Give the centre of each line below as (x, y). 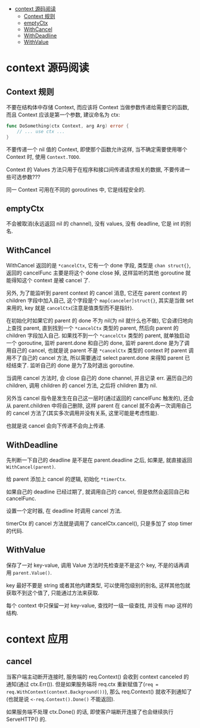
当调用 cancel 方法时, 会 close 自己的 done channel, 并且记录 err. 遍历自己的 (99, 378)
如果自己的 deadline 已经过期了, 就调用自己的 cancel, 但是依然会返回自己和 (98, 492)
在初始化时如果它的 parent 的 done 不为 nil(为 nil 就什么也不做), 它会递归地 (97, 320)
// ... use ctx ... (41, 131)
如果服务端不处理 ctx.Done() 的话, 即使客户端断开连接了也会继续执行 (90, 711)
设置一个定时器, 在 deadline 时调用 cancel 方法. (64, 511)
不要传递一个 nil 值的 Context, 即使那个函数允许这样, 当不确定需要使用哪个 (97, 149)
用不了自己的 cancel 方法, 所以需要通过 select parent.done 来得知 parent (95, 358)
